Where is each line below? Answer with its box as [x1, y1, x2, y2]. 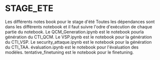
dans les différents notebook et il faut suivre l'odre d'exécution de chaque [5, 24, 153, 29]
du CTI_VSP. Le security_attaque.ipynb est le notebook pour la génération [5, 39, 152, 45]
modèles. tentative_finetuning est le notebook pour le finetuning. [5, 49, 134, 55]
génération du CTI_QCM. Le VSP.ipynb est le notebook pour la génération [5, 34, 152, 40]
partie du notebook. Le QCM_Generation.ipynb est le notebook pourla [5, 29, 144, 35]
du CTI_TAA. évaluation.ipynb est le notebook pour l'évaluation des [5, 44, 139, 50]
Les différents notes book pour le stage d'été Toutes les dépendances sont [5, 19, 155, 24]
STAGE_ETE [5, 3, 54, 14]
